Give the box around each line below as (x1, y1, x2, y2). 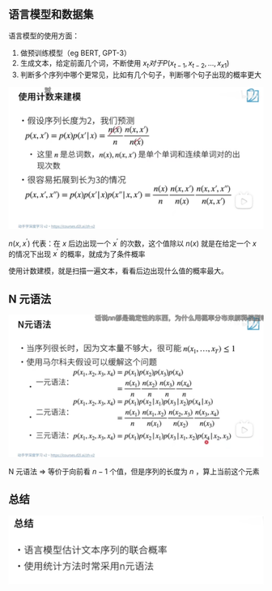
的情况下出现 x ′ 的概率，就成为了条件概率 (8, 247, 146, 259)
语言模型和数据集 (8, 7, 94, 22)
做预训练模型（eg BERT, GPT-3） (19, 48, 131, 58)
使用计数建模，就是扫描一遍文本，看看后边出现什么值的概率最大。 (8, 266, 228, 276)
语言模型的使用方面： (8, 31, 79, 41)
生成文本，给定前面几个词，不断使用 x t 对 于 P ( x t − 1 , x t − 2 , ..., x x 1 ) (19, 58, 230, 70)
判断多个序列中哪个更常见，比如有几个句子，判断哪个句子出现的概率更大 (19, 70, 261, 79)
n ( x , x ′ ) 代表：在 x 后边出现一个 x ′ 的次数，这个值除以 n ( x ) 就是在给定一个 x (8, 238, 257, 248)
